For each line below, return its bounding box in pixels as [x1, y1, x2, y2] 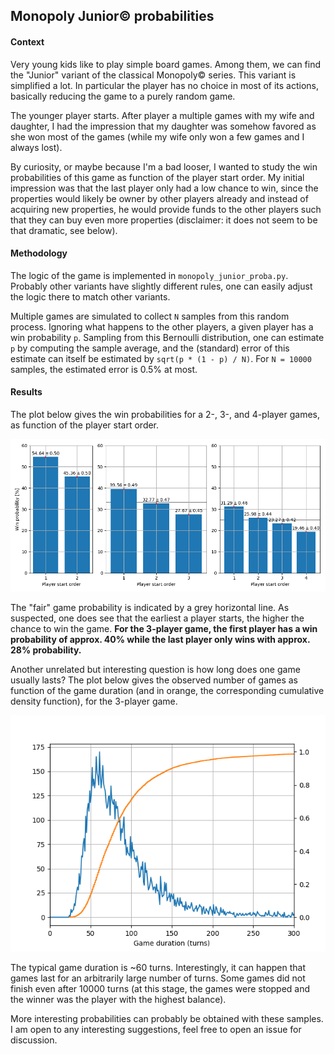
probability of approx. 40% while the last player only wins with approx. [10, 634, 311, 646]
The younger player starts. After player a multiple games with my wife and [10, 109, 315, 121]
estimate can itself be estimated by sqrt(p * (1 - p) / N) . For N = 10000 [10, 352, 312, 364]
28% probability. [10, 644, 82, 656]
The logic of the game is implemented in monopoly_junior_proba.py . [10, 269, 289, 281]
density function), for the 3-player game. [10, 695, 178, 708]
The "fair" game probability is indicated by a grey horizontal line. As [10, 602, 290, 614]
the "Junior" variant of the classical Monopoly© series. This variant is [10, 69, 297, 81]
